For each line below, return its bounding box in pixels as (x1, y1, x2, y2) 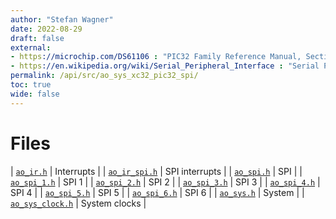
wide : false (10, 89, 60, 99)
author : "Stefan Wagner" (10, 14, 114, 25)
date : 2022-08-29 (10, 24, 83, 34)
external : (10, 42, 52, 53)
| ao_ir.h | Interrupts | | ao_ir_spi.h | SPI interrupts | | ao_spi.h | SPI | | (10, 165, 303, 177)
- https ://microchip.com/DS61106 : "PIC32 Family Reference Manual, (10, 52, 302, 62)
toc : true (10, 80, 52, 90)
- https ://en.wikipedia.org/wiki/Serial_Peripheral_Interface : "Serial (10, 61, 320, 71)
